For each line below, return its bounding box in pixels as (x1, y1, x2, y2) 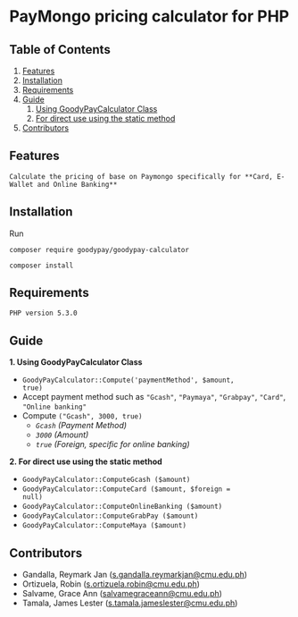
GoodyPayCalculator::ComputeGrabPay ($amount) (21, 511, 199, 520)
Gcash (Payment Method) (35, 420, 128, 431)
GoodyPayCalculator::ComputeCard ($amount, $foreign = (21, 485, 231, 494)
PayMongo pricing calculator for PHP (9, 6, 290, 27)
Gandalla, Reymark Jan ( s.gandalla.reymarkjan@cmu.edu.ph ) (21, 570, 248, 580)
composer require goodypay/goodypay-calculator (9, 245, 190, 254)
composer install (9, 261, 74, 270)
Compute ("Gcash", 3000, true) (21, 410, 143, 421)
